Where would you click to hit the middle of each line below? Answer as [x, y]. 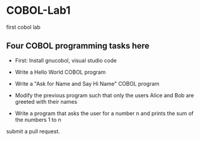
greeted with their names [46, 101]
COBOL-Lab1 [39, 10]
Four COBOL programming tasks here [78, 46]
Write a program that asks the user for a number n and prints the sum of [104, 113]
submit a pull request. [33, 131]
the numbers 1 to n [38, 119]
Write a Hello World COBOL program [60, 72]
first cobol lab [23, 27]
